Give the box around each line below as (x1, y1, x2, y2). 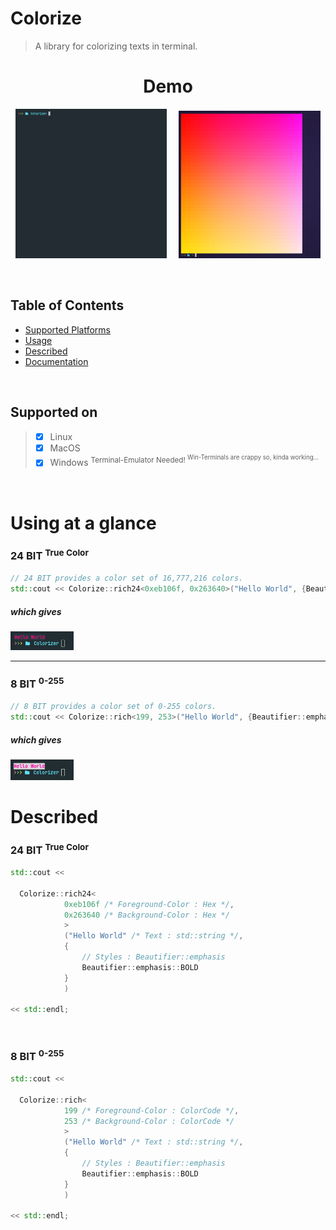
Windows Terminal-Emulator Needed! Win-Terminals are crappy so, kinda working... (49, 453, 319, 469)
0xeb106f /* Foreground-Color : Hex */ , (63, 899, 235, 909)
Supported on (10, 404, 98, 421)
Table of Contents (10, 297, 125, 314)
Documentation (24, 355, 89, 367)
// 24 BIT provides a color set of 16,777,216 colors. (10, 573, 244, 584)
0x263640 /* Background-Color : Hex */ (63, 910, 230, 920)
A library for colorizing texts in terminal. (34, 40, 198, 52)
